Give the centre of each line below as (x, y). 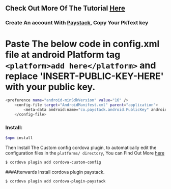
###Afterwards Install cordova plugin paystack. (55, 172)
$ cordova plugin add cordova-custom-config (53, 162)
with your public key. (50, 87)
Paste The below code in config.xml (82, 44)
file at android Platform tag (63, 54)
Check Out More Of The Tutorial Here (65, 8)
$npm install (19, 138)
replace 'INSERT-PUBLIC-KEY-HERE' (84, 76)
